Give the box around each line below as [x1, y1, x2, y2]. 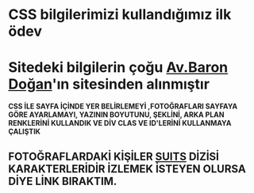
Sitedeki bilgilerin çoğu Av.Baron [8, 59, 229, 77]
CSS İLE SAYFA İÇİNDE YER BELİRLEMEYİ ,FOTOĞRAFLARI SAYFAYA [8, 101, 238, 112]
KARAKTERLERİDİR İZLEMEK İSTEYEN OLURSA [8, 162, 246, 176]
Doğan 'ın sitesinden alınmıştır [8, 75, 210, 93]
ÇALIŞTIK [8, 127, 41, 136]
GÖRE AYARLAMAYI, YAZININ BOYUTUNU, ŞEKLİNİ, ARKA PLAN [8, 110, 225, 119]
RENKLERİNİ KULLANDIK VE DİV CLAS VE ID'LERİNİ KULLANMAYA [8, 119, 232, 128]
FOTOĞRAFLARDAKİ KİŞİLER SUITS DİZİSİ [8, 149, 220, 163]
